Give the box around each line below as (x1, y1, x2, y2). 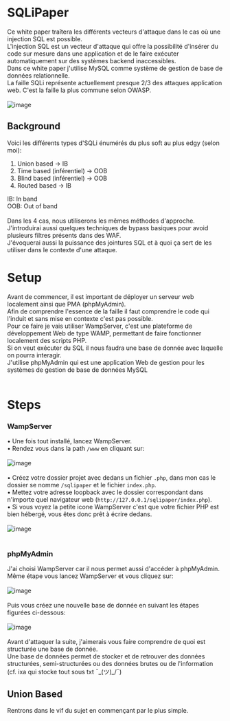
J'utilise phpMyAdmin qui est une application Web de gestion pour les (7, 358, 205, 366)
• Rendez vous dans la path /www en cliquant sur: (7, 445, 145, 453)
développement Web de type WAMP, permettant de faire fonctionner (7, 329, 202, 337)
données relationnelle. (7, 71, 70, 80)
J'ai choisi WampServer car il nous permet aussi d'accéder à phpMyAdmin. (7, 565, 220, 573)
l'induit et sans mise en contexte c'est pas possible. (7, 314, 153, 322)
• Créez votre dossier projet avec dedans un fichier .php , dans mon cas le (7, 474, 216, 482)
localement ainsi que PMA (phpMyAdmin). (7, 300, 126, 308)
